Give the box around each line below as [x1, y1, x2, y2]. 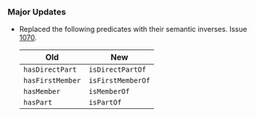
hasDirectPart [22, 65, 78, 74]
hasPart [22, 98, 53, 107]
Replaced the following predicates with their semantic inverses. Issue [18, 25, 248, 34]
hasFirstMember [22, 76, 82, 85]
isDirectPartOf [88, 65, 146, 74]
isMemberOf [88, 87, 130, 96]
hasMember [22, 87, 61, 96]
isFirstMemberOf [88, 76, 151, 85]
